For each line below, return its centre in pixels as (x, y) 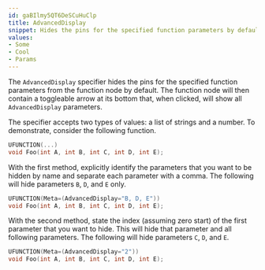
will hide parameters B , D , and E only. (67, 184)
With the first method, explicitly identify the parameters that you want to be (130, 167)
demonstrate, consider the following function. (82, 130)
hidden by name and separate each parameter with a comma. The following (131, 176)
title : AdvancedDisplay (47, 23)
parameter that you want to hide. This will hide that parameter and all (120, 229)
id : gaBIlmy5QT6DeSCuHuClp (52, 15)
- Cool (19, 52)
